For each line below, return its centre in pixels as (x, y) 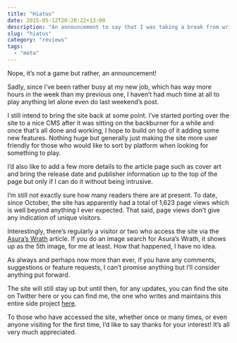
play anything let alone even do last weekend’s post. (83, 101)
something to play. (34, 153)
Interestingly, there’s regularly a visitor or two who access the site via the (113, 231)
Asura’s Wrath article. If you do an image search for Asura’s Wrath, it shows (117, 238)
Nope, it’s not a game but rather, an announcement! (82, 73)
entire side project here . (42, 303)
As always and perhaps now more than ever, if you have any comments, (112, 260)
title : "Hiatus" (31, 14)
